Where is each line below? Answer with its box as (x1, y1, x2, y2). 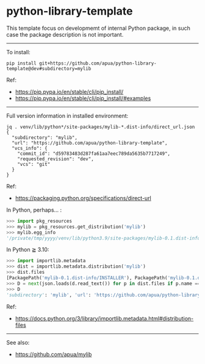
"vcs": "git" (17, 161, 51, 167)
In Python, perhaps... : (6, 206, 62, 213)
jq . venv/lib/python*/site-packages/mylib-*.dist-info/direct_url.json (6, 124, 195, 130)
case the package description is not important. (6, 30, 124, 38)
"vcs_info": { (12, 145, 48, 151)
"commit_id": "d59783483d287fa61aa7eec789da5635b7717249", (17, 151, 171, 157)
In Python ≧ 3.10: (6, 246, 49, 254)
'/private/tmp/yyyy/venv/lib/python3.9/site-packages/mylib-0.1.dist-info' (6, 235, 203, 241)
